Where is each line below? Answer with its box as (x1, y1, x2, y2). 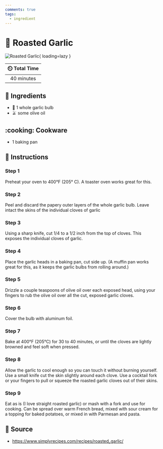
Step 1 (5, 168, 20, 174)
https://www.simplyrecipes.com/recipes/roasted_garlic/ (12, 438, 124, 444)
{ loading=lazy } (39, 53, 71, 59)
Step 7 (5, 328, 20, 335)
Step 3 (5, 219, 21, 226)
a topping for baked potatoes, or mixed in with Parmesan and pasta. (5, 411, 141, 417)
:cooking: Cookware (5, 126, 68, 134)
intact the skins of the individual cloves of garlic (5, 207, 100, 213)
